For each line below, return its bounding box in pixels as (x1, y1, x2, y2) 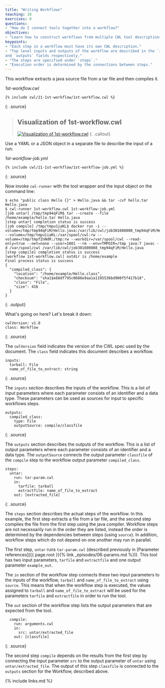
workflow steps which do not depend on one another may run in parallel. (5, 536, 152, 543)
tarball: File (9, 362, 38, 367)
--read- (126, 236, 141, 242)
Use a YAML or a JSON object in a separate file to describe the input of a (5, 140, 153, 146)
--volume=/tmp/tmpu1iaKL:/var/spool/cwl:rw (5, 232, 96, 237)
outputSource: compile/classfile (14, 423, 82, 428)
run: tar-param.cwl (14, 475, 54, 480)
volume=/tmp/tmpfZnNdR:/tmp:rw (5, 236, 69, 242)
